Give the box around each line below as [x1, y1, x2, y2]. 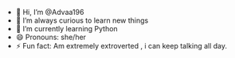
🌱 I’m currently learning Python [15, 24, 118, 33]
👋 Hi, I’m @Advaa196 [15, 8, 84, 16]
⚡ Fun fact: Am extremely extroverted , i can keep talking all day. [15, 42, 228, 50]
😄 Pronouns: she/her [15, 32, 86, 42]
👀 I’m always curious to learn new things [15, 16, 149, 25]
